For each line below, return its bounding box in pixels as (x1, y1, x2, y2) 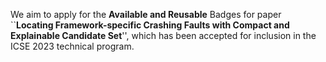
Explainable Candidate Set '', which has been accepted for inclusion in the (10, 30, 317, 41)
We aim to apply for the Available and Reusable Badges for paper (10, 9, 282, 20)
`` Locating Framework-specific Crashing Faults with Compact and (10, 19, 290, 31)
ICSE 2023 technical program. (10, 40, 135, 52)
